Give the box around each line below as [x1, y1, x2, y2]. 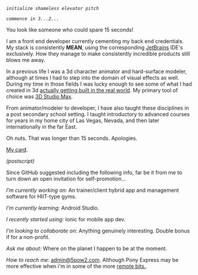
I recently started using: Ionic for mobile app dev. [6, 216, 126, 222]
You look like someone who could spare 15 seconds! [6, 27, 134, 33]
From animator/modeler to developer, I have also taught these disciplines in [6, 104, 189, 112]
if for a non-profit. [6, 234, 50, 240]
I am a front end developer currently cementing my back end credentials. [6, 38, 184, 44]
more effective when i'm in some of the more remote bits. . [6, 263, 148, 270]
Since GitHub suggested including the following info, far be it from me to [6, 169, 183, 176]
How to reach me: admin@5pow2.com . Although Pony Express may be [6, 257, 179, 263]
